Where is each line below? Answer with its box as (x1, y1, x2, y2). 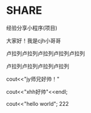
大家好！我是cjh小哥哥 (6, 37, 61, 44)
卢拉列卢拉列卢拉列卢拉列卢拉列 (6, 49, 85, 57)
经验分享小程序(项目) (6, 24, 58, 31)
